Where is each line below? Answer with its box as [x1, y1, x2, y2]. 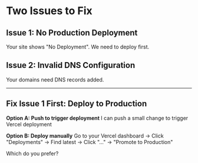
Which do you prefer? [6, 149, 59, 157]
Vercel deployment [6, 120, 52, 128]
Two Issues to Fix [6, 4, 93, 18]
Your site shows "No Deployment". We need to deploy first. [6, 43, 150, 50]
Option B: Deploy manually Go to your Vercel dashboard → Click [6, 132, 164, 139]
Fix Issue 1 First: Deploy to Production [6, 99, 147, 109]
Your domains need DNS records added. [6, 76, 104, 83]
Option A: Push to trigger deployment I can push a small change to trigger [6, 114, 189, 122]
